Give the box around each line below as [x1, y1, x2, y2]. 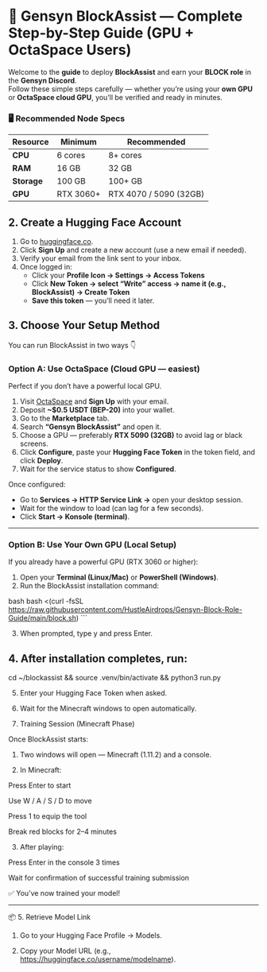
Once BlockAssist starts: [8, 734, 89, 744]
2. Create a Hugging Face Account [8, 215, 182, 229]
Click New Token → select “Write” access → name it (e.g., [31, 279, 226, 289]
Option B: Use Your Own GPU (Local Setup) [8, 540, 177, 551]
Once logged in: [19, 262, 73, 272]
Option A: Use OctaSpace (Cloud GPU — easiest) [8, 363, 200, 374]
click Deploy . [19, 456, 64, 466]
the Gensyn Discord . [8, 76, 77, 85]
